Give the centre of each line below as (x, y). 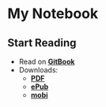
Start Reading (42, 43)
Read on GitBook (47, 61)
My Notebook (53, 14)
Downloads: (38, 70)
